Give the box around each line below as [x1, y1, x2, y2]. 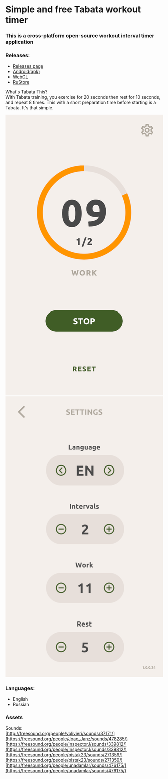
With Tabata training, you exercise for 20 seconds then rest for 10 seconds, [5, 94, 161, 100]
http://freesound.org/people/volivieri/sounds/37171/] [7, 731, 115, 737]
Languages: [5, 685, 35, 692]
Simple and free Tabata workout [5, 4, 141, 15]
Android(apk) [12, 69, 40, 75]
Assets [5, 714, 23, 721]
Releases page [12, 63, 44, 69]
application [5, 39, 34, 46]
